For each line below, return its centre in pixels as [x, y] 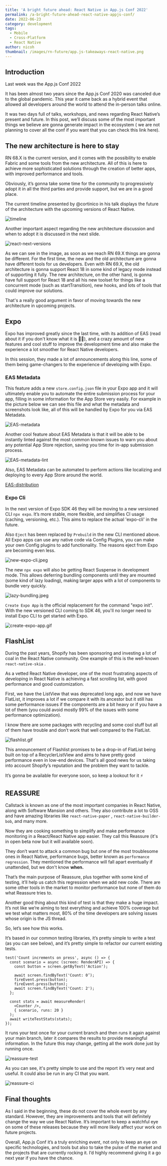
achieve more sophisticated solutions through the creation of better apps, [81, 169]
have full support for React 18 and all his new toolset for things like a [75, 280]
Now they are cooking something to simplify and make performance [75, 831]
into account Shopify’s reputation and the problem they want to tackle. [77, 766]
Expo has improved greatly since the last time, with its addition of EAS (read [83, 333]
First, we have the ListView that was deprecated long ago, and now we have [83, 694]
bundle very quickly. [26, 586]
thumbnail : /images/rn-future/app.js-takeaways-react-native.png [74, 52]
